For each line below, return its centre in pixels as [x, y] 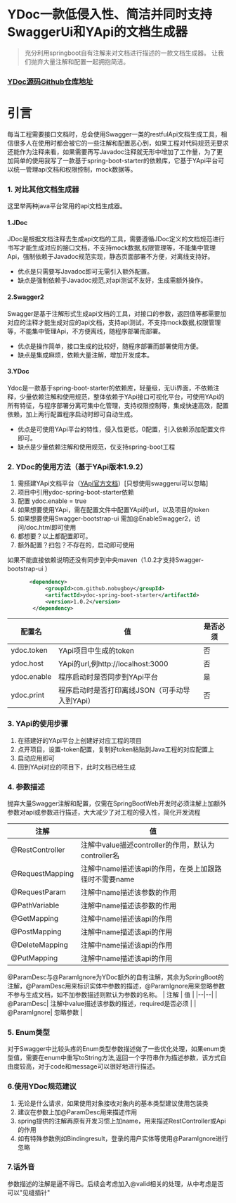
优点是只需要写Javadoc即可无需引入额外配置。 [85, 272]
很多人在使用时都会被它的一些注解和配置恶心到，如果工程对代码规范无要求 [121, 143]
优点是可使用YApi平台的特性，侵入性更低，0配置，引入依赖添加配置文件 [122, 429]
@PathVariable [35, 905]
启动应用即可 [36, 758]
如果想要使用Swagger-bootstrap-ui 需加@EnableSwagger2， [106, 518]
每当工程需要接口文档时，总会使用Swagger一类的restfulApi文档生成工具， [114, 134]
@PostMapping [36, 931]
